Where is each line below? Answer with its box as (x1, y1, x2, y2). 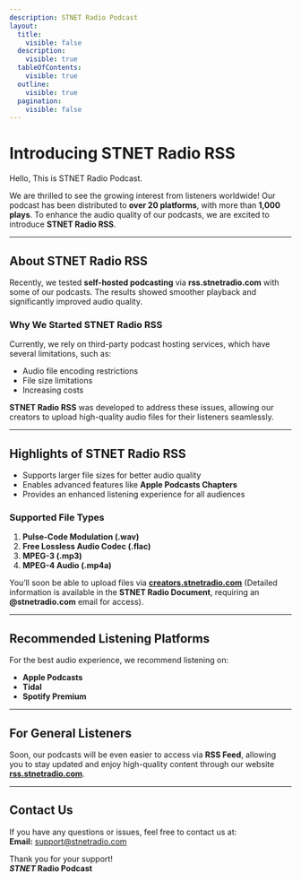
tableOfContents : (17, 64, 82, 73)
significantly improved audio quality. (9, 297, 143, 307)
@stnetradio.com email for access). (9, 597, 144, 608)
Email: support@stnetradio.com (9, 835, 127, 847)
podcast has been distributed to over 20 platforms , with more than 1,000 (9, 200, 280, 211)
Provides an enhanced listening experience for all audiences (21, 489, 245, 500)
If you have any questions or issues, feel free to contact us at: (9, 826, 237, 837)
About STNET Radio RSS (9, 253, 148, 269)
